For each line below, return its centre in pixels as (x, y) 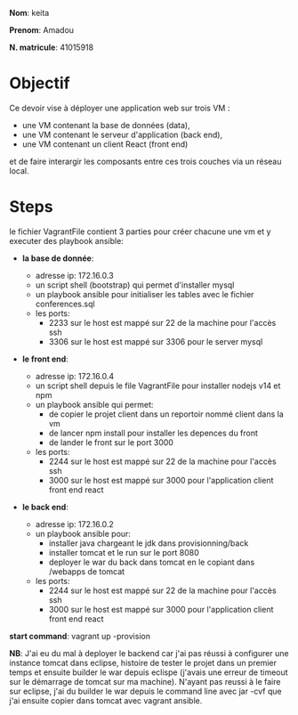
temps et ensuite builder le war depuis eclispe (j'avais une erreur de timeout (149, 672)
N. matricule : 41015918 (52, 47)
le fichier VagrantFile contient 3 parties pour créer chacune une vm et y (140, 232)
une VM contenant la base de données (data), (106, 125)
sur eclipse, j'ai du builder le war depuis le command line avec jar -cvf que (145, 691)
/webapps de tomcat (87, 571)
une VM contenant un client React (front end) (105, 144)
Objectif (40, 83)
